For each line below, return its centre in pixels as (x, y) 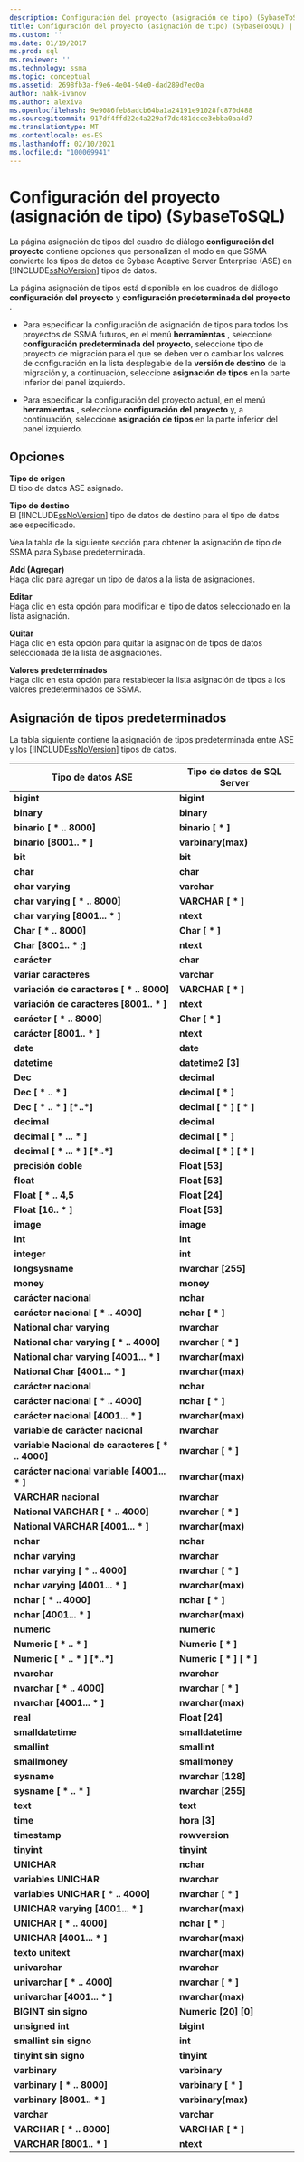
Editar (21, 597)
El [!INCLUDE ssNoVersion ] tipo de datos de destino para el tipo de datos (145, 516)
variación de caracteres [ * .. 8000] (92, 990)
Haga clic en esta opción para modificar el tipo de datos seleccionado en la (150, 606)
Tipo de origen (38, 479)
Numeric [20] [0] (217, 2012)
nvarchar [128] (213, 1777)
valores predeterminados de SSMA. (76, 689)
